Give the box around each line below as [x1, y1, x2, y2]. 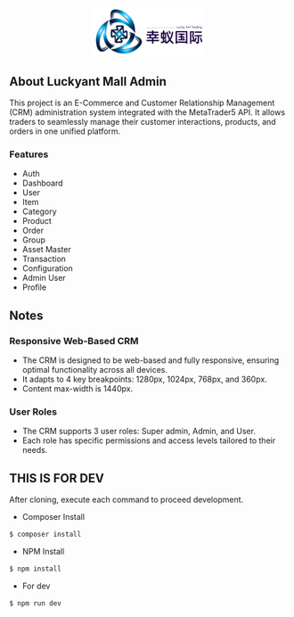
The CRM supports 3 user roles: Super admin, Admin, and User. [21, 426, 257, 437]
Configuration [21, 263, 73, 274]
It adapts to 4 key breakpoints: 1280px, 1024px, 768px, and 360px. [21, 374, 267, 385]
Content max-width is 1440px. [21, 383, 134, 394]
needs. [21, 445, 48, 456]
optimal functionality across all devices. [21, 365, 167, 375]
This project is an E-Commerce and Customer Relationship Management [9, 97, 275, 109]
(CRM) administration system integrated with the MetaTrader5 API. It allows [9, 107, 286, 118]
